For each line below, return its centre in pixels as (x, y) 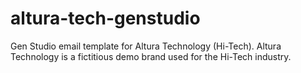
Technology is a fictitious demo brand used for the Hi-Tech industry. (151, 56)
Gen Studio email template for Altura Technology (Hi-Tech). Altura (146, 46)
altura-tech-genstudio (105, 18)
